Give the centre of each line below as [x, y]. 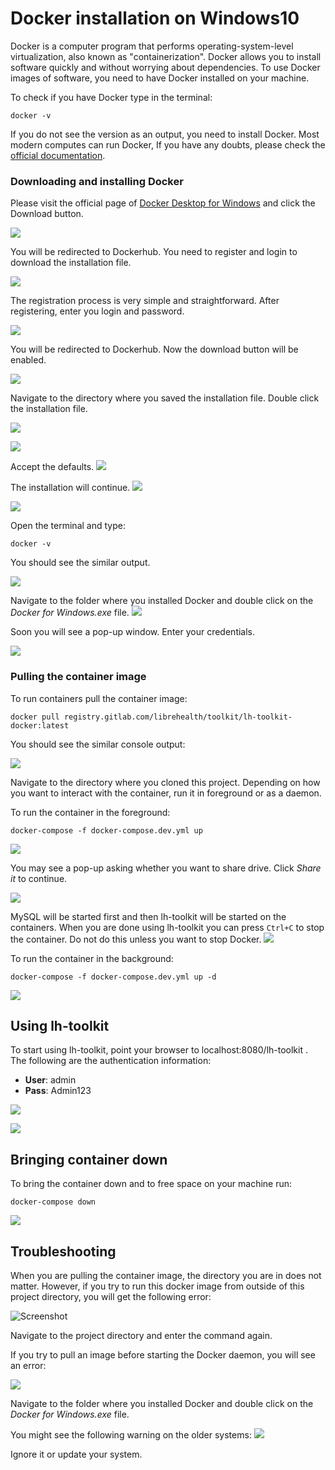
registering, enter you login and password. [97, 311]
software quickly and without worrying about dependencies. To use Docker [165, 67]
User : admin [50, 1080]
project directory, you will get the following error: [111, 1296]
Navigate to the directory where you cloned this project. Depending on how [165, 782]
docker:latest [40, 725]
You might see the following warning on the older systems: [131, 1434]
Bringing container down [89, 1159]
